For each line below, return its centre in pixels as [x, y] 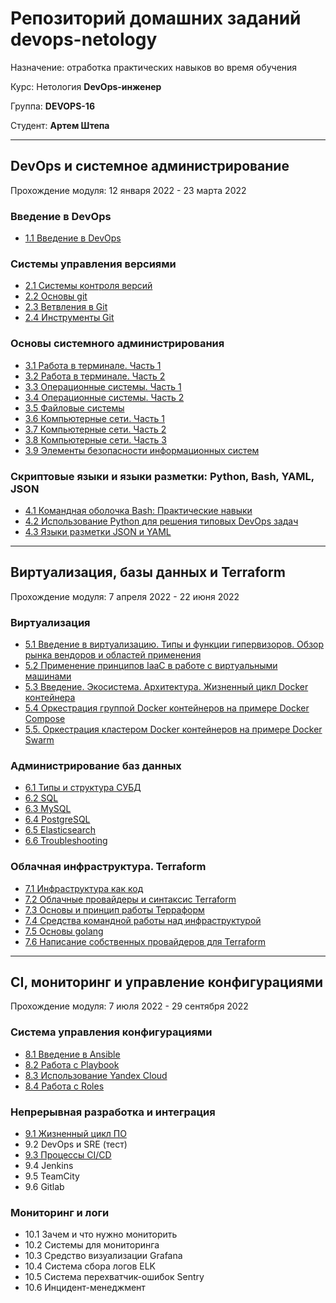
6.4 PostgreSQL [57, 819]
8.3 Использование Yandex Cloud [96, 1075]
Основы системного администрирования [117, 344]
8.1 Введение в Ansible [72, 1054]
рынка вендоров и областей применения [113, 655]
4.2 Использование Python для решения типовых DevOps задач [161, 521]
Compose [45, 719]
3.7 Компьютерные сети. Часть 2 [95, 429]
